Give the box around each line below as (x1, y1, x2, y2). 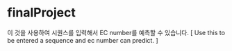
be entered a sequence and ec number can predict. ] (7, 36, 158, 44)
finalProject (7, 5, 76, 21)
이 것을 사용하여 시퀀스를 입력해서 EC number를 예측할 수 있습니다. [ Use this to (7, 28, 226, 37)
